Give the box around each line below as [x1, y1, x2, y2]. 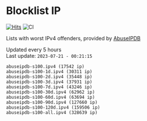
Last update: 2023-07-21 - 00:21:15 [6, 52, 92, 59]
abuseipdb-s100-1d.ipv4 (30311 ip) [6, 68, 93, 74]
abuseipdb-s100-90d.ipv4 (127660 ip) [6, 99, 98, 105]
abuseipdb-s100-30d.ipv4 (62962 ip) [6, 89, 95, 95]
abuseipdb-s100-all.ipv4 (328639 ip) [6, 109, 98, 115]
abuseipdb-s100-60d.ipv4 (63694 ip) [6, 94, 95, 100]
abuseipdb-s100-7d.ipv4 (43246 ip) [6, 84, 93, 90]
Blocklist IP [6, 4, 61, 18]
